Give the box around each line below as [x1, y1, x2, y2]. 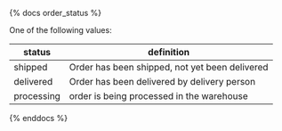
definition [148, 46, 190, 58]
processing [13, 90, 60, 102]
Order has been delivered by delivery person [68, 76, 256, 87]
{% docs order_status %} [9, 8, 102, 18]
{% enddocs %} [9, 113, 68, 123]
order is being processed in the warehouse [68, 90, 248, 102]
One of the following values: [9, 25, 113, 35]
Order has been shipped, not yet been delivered [68, 61, 269, 73]
